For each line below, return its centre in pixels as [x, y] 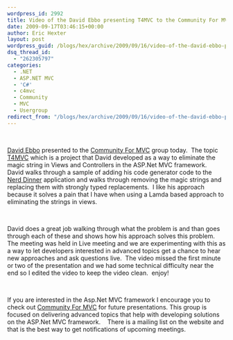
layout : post [26, 40]
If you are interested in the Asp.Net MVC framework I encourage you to [109, 300]
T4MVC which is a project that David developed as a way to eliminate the [112, 158]
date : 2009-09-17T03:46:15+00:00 [55, 26]
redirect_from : [29, 117]
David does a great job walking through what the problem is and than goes [114, 228]
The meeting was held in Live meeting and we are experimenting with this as [116, 243]
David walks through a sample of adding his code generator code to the [110, 172]
